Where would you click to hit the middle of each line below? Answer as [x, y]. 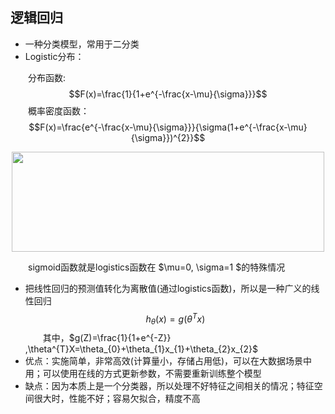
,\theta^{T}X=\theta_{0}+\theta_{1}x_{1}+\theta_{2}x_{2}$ [141, 349]
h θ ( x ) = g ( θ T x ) [175, 319]
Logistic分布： [54, 56]
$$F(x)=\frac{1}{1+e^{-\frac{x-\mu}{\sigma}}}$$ [168, 94]
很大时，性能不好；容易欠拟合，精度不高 [117, 399]
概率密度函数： [59, 110]
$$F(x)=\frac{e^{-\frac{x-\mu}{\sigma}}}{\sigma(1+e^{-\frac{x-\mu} [168, 127]
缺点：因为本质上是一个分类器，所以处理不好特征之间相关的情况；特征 [169, 386]
